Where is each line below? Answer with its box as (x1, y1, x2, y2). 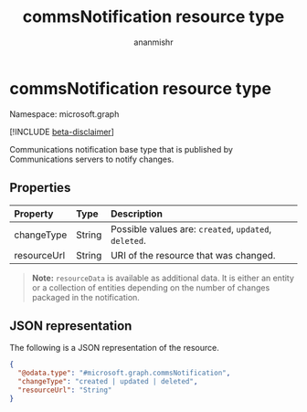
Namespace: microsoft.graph (9, 108, 120, 120)
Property (14, 207, 54, 220)
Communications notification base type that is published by (9, 143, 233, 154)
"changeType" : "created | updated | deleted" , (17, 377, 198, 386)
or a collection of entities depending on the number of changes (31, 281, 270, 293)
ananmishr (133, 37, 174, 48)
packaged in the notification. (31, 291, 140, 302)
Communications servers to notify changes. (9, 153, 175, 164)
